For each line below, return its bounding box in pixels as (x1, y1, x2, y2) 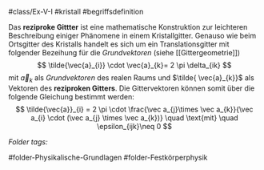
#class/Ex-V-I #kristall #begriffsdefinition (8, 7, 144, 16)
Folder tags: (8, 136, 48, 147)
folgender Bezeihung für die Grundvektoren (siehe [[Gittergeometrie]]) (8, 48, 241, 57)
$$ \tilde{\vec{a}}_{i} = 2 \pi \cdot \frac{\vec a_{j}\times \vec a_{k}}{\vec (15, 104, 254, 114)
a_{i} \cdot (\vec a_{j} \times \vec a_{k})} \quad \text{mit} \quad (30, 112, 238, 123)
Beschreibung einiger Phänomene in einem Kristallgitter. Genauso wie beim (8, 31, 257, 40)
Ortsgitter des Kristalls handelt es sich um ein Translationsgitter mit (8, 39, 230, 49)
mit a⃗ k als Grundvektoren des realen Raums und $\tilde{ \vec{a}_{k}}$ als (8, 73, 254, 84)
